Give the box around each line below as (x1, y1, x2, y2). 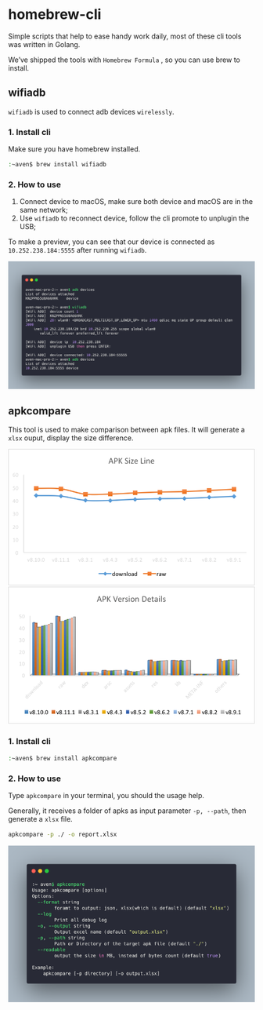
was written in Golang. (8, 39, 81, 49)
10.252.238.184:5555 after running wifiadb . (8, 246, 147, 255)
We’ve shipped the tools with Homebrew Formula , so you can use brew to (8, 55, 240, 64)
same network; (19, 206, 68, 215)
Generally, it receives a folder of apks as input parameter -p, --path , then (8, 806, 247, 815)
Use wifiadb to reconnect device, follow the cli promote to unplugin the (19, 213, 250, 223)
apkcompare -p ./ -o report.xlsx (8, 830, 117, 839)
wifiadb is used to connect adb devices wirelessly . (8, 107, 175, 116)
